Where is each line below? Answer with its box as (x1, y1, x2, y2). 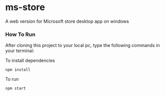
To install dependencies (5, 58, 55, 64)
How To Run (5, 31, 36, 38)
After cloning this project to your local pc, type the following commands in (5, 42, 160, 49)
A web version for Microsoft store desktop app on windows (5, 18, 129, 24)
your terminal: (5, 47, 35, 54)
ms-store (5, 2, 45, 13)
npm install (5, 67, 30, 72)
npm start (5, 86, 26, 91)
